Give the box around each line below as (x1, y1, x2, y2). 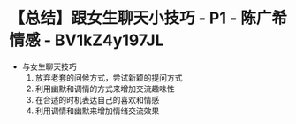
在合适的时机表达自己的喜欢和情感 (34, 94, 160, 105)
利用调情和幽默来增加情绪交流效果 (34, 105, 160, 116)
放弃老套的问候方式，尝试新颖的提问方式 (34, 72, 183, 82)
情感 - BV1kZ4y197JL (9, 30, 164, 50)
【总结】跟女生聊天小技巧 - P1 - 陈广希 (9, 8, 287, 28)
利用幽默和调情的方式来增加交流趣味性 (34, 83, 175, 94)
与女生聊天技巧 (21, 61, 77, 72)
